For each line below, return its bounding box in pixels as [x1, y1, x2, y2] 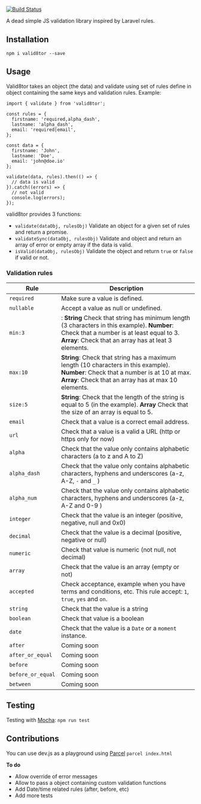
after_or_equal [9, 651, 53, 658]
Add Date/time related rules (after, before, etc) [14, 785, 129, 793]
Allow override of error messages [14, 772, 98, 780]
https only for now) [60, 434, 115, 443]
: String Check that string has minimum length [60, 313, 190, 322]
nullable [9, 304, 34, 311]
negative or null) [60, 535, 107, 544]
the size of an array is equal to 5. [60, 407, 153, 416]
